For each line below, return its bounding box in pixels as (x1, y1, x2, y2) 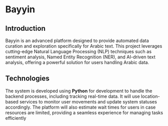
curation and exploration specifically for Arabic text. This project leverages (5, 43, 162, 49)
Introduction (5, 24, 46, 33)
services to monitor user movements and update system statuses (19, 98, 157, 104)
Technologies (5, 74, 50, 83)
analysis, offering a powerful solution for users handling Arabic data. (5, 59, 150, 65)
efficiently (5, 115, 27, 121)
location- (141, 93, 160, 99)
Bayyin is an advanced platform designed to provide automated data (5, 37, 149, 44)
